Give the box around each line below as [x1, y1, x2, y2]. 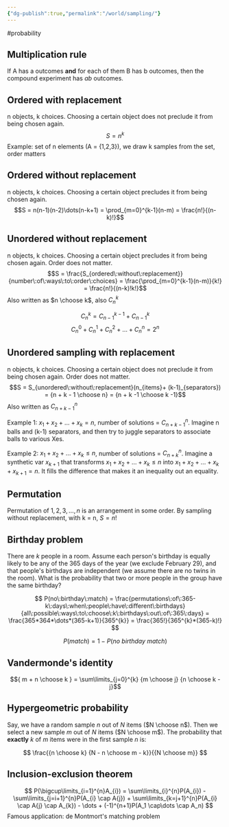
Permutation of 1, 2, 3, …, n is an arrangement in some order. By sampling [7, 506, 212, 515]
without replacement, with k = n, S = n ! [7, 514, 117, 522]
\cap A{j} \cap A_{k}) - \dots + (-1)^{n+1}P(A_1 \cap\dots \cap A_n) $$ [16, 801, 214, 809]
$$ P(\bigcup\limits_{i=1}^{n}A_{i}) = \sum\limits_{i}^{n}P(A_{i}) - [24, 786, 206, 795]
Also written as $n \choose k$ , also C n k [7, 295, 119, 306]
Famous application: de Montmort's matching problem [7, 812, 160, 820]
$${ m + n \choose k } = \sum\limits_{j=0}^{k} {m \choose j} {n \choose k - [10, 675, 221, 683]
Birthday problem [7, 534, 84, 545]
